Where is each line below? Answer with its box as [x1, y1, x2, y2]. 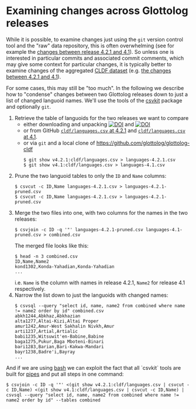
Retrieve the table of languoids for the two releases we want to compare [14, 114, 189, 121]
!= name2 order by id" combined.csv [14, 308, 104, 314]
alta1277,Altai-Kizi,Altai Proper [14, 318, 99, 324]
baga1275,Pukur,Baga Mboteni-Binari [14, 338, 104, 345]
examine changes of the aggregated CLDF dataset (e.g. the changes [6, 67, 171, 74]
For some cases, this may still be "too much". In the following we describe [6, 84, 184, 91]
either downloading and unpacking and [23, 121, 135, 128]
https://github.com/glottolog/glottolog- [96, 139, 190, 146]
